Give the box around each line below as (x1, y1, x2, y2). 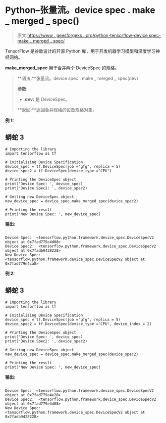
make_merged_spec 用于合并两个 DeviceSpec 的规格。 (5, 65, 119, 71)
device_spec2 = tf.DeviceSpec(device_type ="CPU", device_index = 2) (5, 321, 152, 327)
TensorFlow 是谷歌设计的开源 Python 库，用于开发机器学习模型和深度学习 (5, 48, 156, 54)
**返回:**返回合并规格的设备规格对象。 (17, 107, 97, 113)
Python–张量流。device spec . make (5, 4, 156, 16)
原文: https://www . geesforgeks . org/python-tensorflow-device (17, 32, 148, 38)
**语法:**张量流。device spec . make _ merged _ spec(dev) (17, 75, 139, 81)
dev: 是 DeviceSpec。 (24, 96, 70, 102)
